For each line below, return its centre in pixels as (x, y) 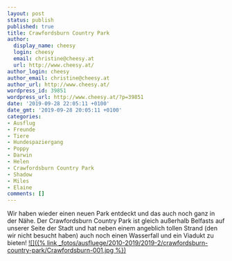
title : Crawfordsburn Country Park (59, 33)
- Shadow (20, 174)
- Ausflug (21, 123)
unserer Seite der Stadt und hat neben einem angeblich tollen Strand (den (113, 228)
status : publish (30, 20)
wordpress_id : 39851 (37, 91)
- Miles (18, 181)
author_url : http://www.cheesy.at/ (59, 84)
